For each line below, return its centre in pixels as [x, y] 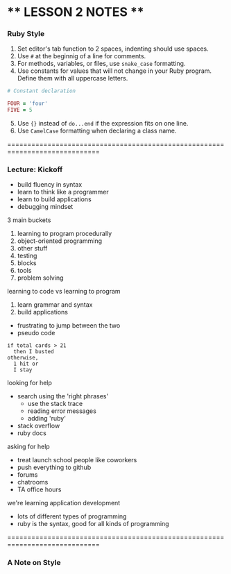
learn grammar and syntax [55, 305]
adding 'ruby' [46, 419]
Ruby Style [26, 34]
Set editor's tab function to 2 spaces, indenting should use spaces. [113, 49]
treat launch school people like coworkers [77, 460]
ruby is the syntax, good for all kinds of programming [93, 524]
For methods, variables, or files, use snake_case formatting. [101, 64]
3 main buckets [29, 220]
